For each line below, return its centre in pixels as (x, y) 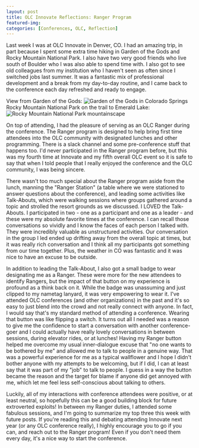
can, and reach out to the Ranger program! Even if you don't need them (94, 432)
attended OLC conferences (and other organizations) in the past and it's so (98, 300)
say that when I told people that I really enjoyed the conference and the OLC (99, 163)
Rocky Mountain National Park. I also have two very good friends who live (97, 58)
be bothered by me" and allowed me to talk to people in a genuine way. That (99, 351)
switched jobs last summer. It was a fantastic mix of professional (85, 77)
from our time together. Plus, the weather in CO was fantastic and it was (94, 251)
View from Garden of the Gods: (44, 101)
